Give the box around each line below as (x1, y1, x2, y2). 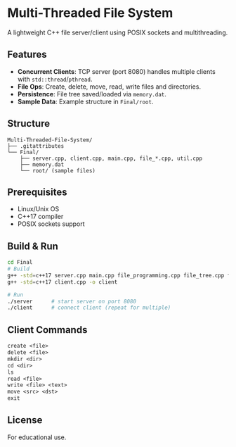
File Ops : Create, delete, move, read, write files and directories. (17, 82, 202, 91)
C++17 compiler (17, 213, 64, 221)
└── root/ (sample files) (20, 167, 96, 174)
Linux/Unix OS (17, 205, 60, 213)
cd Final (7, 259, 33, 266)
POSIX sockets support (17, 220, 86, 228)
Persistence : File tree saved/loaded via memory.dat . (17, 89, 167, 98)
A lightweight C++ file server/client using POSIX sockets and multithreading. (7, 28, 228, 37)
